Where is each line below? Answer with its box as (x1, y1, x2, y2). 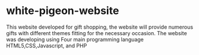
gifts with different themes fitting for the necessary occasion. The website (6, 29, 187, 36)
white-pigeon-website (6, 4, 119, 18)
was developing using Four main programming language (6, 36, 144, 43)
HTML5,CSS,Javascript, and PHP (6, 42, 87, 49)
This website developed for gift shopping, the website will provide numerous (6, 23, 194, 30)
